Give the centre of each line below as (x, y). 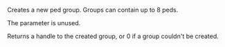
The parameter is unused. (44, 23)
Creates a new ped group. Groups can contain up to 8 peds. (93, 10)
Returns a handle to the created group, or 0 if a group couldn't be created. (113, 36)
